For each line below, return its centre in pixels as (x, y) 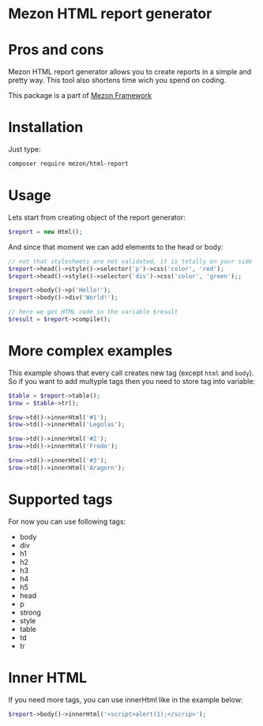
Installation (46, 128)
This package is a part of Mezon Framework (80, 96)
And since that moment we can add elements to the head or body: (116, 246)
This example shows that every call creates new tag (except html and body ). (131, 373)
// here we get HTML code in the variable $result (93, 312)
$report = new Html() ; (45, 231)
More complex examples (90, 351)
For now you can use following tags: (67, 521)
